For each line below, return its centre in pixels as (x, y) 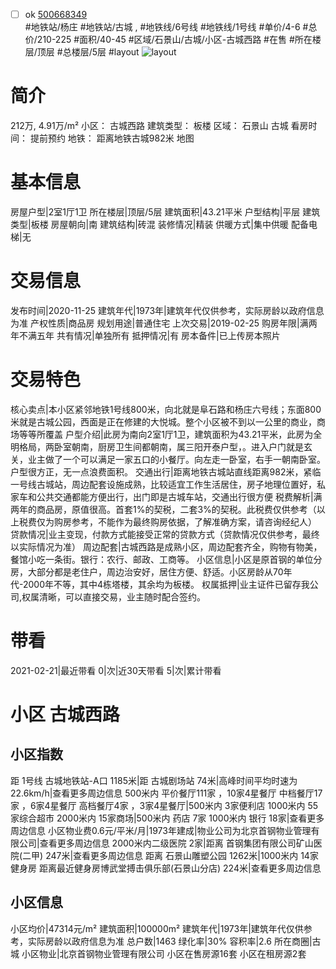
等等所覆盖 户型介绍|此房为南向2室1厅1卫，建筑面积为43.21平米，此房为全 (170, 434)
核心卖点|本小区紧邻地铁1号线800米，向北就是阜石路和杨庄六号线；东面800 (166, 409)
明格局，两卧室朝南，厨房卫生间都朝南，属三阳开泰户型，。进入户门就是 (157, 446)
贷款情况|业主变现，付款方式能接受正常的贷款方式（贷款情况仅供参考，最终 (165, 534)
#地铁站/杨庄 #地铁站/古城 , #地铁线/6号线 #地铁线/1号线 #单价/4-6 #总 (171, 27)
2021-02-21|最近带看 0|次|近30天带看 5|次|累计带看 (116, 670)
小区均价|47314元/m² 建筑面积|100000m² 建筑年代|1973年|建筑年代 (148, 928)
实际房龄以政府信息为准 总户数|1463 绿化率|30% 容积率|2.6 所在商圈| (170, 941)
